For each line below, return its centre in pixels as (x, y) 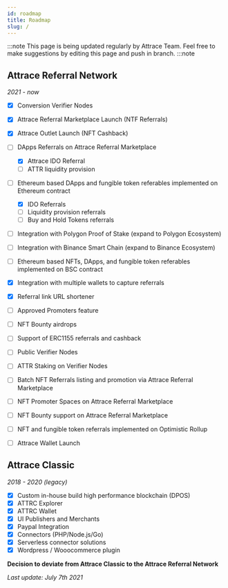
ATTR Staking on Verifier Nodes (63, 366)
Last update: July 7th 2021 (45, 578)
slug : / (18, 26)
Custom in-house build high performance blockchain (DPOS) (104, 495)
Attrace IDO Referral (56, 161)
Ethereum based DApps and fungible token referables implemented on (117, 183)
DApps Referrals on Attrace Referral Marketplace (87, 147)
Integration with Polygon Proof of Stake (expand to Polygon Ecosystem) (119, 234)
